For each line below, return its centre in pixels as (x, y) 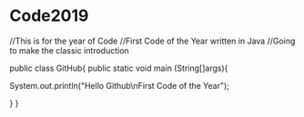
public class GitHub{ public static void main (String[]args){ (119, 68)
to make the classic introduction (69, 50)
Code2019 (49, 16)
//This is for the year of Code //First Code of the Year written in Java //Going (152, 41)
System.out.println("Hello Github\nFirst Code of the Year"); (120, 85)
